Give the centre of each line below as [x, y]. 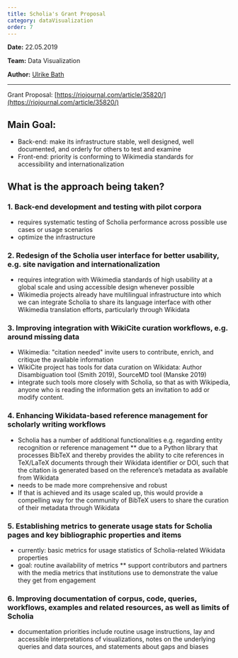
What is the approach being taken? [86, 186]
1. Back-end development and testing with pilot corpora [104, 207]
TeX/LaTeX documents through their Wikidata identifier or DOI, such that [123, 462]
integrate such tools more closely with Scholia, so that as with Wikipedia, [124, 382]
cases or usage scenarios [55, 229]
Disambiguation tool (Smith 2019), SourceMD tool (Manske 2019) [112, 375]
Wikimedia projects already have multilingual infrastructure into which [119, 295]
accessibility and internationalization [71, 164]
